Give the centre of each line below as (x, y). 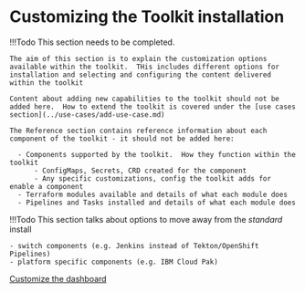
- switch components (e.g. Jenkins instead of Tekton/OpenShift (134, 246)
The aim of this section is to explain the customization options (138, 58)
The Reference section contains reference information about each (138, 131)
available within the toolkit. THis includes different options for (145, 67)
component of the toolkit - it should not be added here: (122, 139)
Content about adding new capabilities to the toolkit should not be (145, 99)
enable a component (47, 186)
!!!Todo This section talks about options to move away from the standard (146, 219)
